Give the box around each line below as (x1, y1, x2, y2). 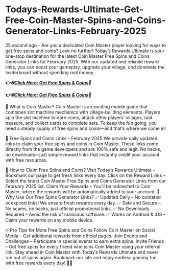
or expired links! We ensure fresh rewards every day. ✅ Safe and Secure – (5, 199, 161, 206)
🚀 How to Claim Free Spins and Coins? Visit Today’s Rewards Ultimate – (5, 167, 156, 173)
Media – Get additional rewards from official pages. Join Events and (5, 233, 148, 239)
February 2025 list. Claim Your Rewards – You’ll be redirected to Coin (5, 183, 151, 189)
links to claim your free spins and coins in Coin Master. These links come (5, 141, 159, 147)
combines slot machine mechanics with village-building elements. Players (5, 109, 161, 115)
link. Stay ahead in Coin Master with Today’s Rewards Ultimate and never (5, 249, 159, 255)
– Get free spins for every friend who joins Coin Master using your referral (5, 243, 161, 250)
